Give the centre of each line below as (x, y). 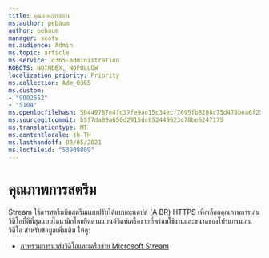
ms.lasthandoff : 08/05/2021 (55, 142)
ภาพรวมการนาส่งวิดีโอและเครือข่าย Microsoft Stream (94, 246)
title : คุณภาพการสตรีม (40, 16)
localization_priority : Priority (64, 75)
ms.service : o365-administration (64, 61)
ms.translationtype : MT (48, 127)
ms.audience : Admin (41, 46)
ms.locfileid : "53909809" (51, 150)
